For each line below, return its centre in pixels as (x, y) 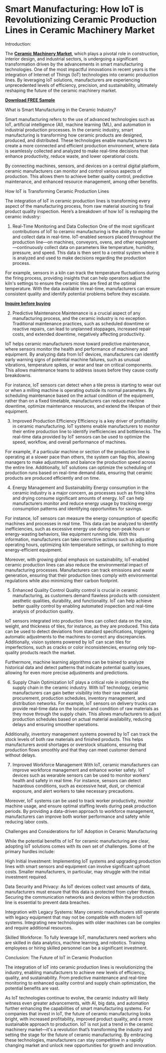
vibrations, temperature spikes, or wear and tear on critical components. (79, 365)
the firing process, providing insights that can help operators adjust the (78, 278)
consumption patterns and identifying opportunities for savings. (77, 508)
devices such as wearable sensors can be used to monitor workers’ (81, 775)
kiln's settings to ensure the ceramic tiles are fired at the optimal (71, 283)
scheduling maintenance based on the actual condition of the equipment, (80, 395)
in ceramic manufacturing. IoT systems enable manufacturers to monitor (86, 426)
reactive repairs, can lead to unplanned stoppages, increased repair (82, 329)
